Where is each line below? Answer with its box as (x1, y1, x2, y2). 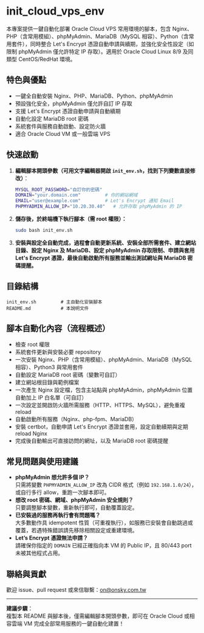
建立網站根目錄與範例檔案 (15, 378, 80, 386)
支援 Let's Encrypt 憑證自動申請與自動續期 (15, 107, 121, 115)
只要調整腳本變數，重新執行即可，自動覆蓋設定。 (15, 504, 138, 511)
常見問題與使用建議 (6, 456, 78, 467)
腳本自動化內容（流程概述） (6, 323, 110, 334)
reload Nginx (15, 430, 47, 437)
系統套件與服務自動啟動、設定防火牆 (15, 123, 106, 130)
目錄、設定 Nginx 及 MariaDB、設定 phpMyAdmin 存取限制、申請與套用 (15, 246, 195, 254)
